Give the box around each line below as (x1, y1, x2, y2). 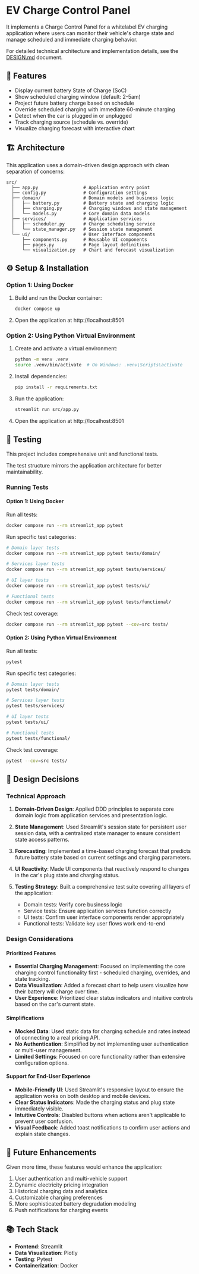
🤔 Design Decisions (6, 774, 80, 784)
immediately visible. (14, 1104, 64, 1112)
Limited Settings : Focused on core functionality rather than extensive (14, 1053, 186, 1060)
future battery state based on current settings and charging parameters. (14, 854, 192, 861)
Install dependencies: (14, 373, 68, 380)
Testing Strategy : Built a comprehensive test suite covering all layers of (14, 883, 191, 890)
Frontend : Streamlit (14, 1243, 63, 1250)
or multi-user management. (14, 1046, 82, 1053)
